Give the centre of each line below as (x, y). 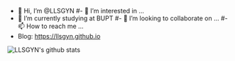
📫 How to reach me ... (50, 26)
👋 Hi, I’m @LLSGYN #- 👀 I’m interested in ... (81, 11)
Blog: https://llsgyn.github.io (59, 36)
